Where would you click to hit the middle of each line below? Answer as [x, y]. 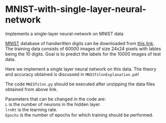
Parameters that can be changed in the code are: [56, 99]
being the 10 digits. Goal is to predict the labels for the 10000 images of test [83, 54]
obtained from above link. [31, 89]
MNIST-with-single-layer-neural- [76, 9]
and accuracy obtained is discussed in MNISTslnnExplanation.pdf [72, 74]
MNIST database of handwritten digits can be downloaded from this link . [80, 43]
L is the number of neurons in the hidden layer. [53, 104]
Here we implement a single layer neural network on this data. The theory [81, 69]
